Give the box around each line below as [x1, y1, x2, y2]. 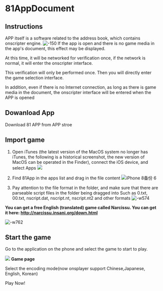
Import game [5, 136, 45, 144]
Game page [11, 256, 35, 262]
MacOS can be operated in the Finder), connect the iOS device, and [12, 159, 148, 165]
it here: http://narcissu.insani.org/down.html [5, 210, 98, 215]
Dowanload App [5, 109, 55, 117]
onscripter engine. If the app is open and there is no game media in [5, 40, 155, 46]
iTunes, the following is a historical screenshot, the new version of [12, 154, 145, 160]
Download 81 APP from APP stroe [5, 121, 72, 127]
